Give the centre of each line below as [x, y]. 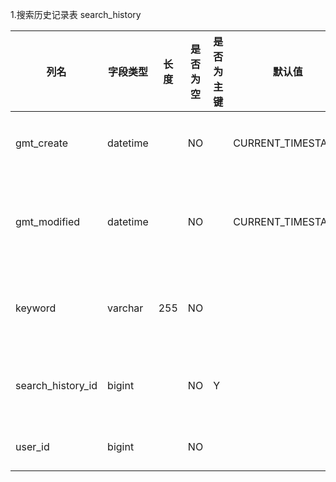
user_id [32, 446]
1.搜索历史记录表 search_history [76, 14]
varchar [125, 308]
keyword [36, 308]
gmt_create [42, 143]
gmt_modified [48, 221]
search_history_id [56, 385]
